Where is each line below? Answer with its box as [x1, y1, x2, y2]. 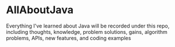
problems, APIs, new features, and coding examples [6, 34, 131, 41]
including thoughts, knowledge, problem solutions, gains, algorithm [6, 28, 168, 35]
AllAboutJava [6, 3, 74, 17]
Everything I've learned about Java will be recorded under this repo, [6, 22, 170, 29]
